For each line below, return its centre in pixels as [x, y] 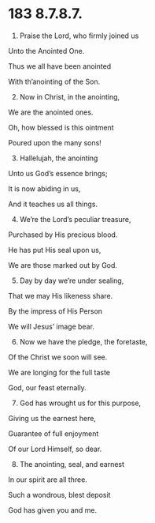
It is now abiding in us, [44, 188]
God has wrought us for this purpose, [80, 403]
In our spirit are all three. [48, 480]
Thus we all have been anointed [60, 66]
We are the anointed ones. [51, 112]
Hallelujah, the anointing [59, 158]
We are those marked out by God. [63, 265]
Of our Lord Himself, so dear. [55, 449]
